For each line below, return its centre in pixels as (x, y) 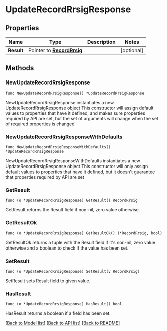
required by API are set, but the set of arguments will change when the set (82, 118)
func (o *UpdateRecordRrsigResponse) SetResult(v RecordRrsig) (73, 271)
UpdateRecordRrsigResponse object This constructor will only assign (77, 166)
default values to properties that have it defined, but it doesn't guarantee (80, 172)
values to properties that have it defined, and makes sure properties (75, 113)
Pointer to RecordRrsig (55, 50)
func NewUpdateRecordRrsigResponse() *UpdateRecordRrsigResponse (75, 93)
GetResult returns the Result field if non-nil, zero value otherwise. (73, 210)
